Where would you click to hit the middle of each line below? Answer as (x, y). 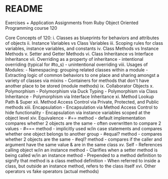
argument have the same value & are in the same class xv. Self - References (84, 144)
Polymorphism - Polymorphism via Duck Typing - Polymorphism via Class (81, 91)
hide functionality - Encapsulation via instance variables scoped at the (78, 112)
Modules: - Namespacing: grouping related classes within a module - (76, 70)
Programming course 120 (31, 28)
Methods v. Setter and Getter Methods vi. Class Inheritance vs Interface (79, 54)
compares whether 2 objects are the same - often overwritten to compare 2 (83, 123)
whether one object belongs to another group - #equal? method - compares (83, 134)
